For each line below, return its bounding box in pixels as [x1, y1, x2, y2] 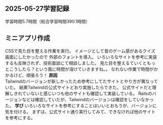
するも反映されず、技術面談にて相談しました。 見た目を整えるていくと [5, 60, 147, 66]
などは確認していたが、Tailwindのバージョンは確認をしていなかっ [21, 96, 154, 102]
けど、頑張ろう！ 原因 [13, 72, 58, 78]
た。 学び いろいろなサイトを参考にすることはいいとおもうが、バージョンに [5, 103, 157, 108]
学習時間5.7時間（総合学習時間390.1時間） [5, 18, 90, 24]
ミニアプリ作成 [5, 34, 50, 42]
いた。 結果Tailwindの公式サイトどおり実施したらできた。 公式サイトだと [5, 84, 152, 90]
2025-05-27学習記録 [5, 4, 69, 13]
